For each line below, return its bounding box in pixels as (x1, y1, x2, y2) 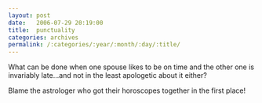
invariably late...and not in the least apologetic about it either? (8, 71, 208, 80)
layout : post (8, 11, 51, 20)
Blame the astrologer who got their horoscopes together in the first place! (8, 86, 246, 95)
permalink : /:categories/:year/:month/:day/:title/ (8, 41, 180, 49)
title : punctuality (8, 26, 76, 34)
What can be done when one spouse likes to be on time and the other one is (8, 62, 255, 72)
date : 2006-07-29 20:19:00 (8, 19, 104, 27)
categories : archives (8, 33, 79, 42)
